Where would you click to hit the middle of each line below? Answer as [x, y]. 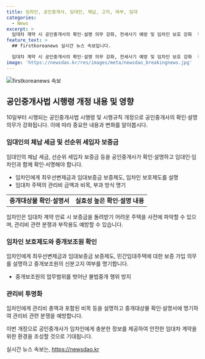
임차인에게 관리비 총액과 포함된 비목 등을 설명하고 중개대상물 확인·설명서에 [94, 308]
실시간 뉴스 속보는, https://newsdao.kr [53, 349]
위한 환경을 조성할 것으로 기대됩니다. [49, 336]
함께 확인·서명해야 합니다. [53, 164]
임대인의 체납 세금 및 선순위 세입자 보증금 [63, 142]
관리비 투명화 [24, 294]
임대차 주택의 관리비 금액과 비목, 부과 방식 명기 [70, 185]
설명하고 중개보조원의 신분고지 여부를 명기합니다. [70, 264]
